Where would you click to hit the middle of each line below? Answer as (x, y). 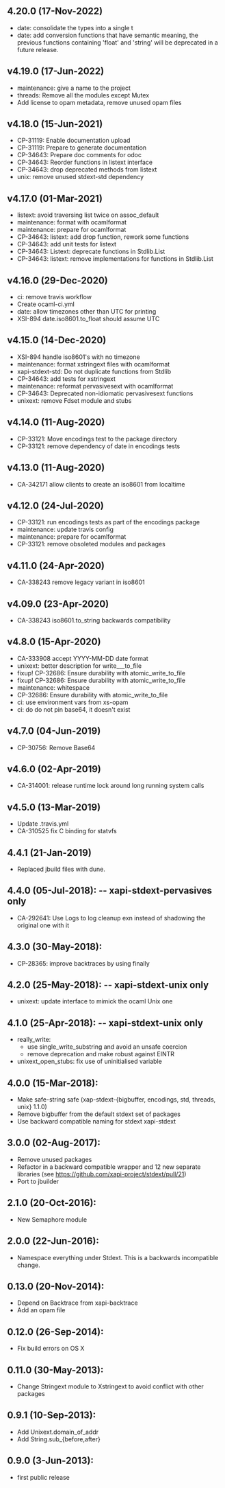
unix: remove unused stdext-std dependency (80, 177)
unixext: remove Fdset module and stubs (74, 400)
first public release (43, 1477)
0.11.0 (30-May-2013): (55, 1370)
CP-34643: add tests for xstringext (66, 379)
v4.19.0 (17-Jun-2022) (56, 71)
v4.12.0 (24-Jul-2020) (56, 505)
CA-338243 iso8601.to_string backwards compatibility (94, 620)
